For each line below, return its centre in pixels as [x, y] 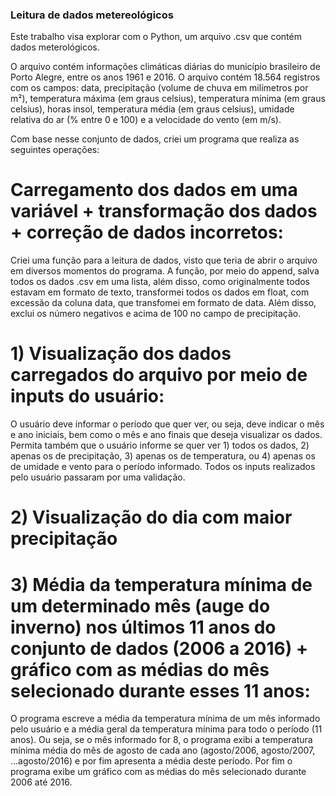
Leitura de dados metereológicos [92, 15]
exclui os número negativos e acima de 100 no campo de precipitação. [156, 314]
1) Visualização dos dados [121, 354]
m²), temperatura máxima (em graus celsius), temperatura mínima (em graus [168, 99]
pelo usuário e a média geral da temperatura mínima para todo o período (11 [166, 729]
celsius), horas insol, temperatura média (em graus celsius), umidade [152, 109]
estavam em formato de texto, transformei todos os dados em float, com [160, 292]
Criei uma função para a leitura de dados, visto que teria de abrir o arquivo [164, 260]
